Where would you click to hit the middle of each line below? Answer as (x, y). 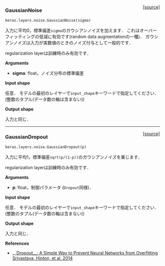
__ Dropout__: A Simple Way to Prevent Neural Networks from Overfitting (85, 253)
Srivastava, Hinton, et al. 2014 (42, 258)
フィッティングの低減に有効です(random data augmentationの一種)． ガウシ (82, 37)
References (17, 243)
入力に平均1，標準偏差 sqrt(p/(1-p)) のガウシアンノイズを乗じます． (74, 157)
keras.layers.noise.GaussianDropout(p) (46, 147)
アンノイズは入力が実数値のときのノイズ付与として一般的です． (69, 43)
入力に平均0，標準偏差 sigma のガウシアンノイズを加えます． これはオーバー (81, 30)
